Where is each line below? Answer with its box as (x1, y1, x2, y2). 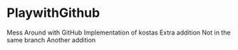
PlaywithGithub (6, 5, 100, 21)
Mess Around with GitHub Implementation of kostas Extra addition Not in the (6, 28, 231, 37)
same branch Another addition (6, 35, 96, 44)
